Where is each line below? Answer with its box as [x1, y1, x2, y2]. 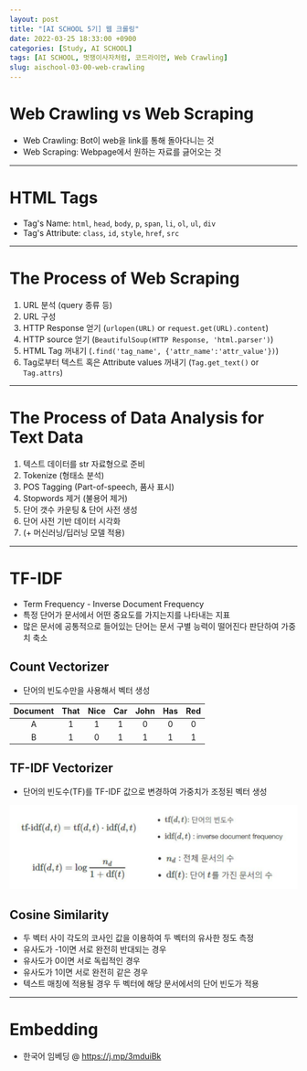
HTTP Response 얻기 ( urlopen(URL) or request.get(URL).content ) [22, 322, 270, 333]
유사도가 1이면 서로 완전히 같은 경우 [22, 967, 149, 978]
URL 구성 [22, 311, 57, 322]
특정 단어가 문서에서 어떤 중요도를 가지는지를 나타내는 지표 [22, 609, 231, 620]
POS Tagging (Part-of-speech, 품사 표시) [22, 481, 175, 492]
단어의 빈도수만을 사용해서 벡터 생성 [22, 684, 151, 695]
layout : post [9, 15, 59, 24]
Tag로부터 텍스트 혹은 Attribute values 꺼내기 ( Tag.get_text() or [22, 357, 259, 368]
